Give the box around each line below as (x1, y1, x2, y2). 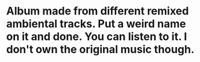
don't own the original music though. (6, 43, 195, 57)
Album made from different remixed (6, 4, 189, 18)
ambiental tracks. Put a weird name (6, 17, 187, 31)
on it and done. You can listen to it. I (6, 30, 187, 43)
